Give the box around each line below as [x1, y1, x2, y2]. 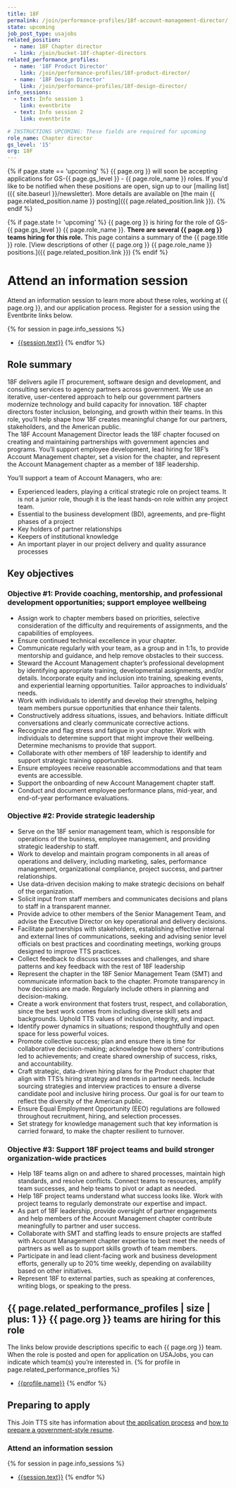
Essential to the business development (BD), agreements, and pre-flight [17, 509, 225, 518]
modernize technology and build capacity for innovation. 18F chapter [7, 400, 208, 408]
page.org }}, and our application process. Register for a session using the [7, 304, 221, 312]
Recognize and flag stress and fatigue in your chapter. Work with [17, 726, 206, 734]
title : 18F [7, 10, 39, 18]
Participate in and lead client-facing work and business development [17, 1252, 217, 1260]
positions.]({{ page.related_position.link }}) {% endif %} [7, 248, 168, 257]
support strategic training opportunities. [17, 756, 134, 764]
